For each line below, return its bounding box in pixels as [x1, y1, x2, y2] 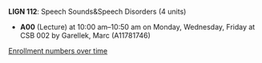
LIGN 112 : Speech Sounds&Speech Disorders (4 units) [8, 7, 187, 16]
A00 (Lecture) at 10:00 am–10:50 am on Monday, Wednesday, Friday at [19, 22, 256, 31]
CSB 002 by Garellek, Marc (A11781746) [19, 31, 151, 40]
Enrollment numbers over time [8, 46, 108, 55]
